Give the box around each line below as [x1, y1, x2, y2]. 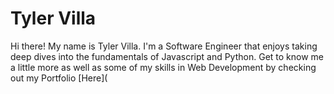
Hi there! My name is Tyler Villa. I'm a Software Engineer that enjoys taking [10, 40, 318, 52]
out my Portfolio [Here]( [10, 72, 108, 84]
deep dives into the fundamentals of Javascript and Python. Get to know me [10, 50, 325, 62]
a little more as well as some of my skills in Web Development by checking [10, 61, 317, 73]
